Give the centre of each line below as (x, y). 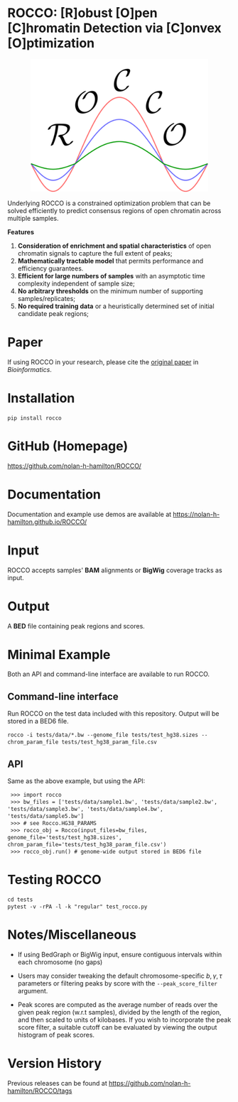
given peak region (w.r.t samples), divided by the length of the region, (119, 1012)
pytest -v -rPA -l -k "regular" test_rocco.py (77, 907)
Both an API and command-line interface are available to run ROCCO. (109, 674)
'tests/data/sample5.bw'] (45, 817)
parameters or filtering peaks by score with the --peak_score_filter (118, 983)
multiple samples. (33, 218)
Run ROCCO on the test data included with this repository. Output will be (113, 714)
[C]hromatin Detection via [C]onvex (114, 28)
